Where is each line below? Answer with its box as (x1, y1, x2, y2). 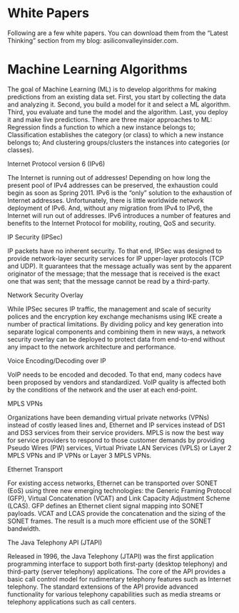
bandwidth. (7, 524, 41, 533)
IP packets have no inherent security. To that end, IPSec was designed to (7, 246, 223, 255)
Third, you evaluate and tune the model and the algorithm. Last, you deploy (7, 107, 228, 116)
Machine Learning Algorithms (7, 61, 188, 78)
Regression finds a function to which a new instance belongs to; (7, 123, 196, 131)
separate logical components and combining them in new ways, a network (7, 327, 226, 336)
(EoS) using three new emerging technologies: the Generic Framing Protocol (7, 486, 232, 494)
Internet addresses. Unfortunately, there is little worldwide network (7, 196, 205, 204)
